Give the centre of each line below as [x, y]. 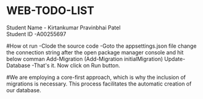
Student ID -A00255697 [36, 34]
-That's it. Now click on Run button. [76, 65]
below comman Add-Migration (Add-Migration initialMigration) [85, 59]
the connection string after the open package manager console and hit [95, 52]
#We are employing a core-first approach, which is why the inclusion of [96, 77]
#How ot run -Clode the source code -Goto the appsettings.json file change [101, 46]
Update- [175, 59]
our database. [24, 90]
